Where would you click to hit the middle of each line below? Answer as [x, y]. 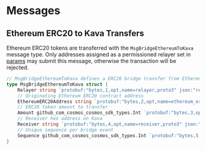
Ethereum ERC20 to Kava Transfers [75, 33]
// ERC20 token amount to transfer [63, 107]
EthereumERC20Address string [55, 102]
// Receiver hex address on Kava [60, 119]
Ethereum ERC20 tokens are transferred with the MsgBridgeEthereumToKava [100, 48]
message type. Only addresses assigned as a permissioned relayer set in [99, 54]
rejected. [17, 67]
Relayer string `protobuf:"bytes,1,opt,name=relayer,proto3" [97, 90]
